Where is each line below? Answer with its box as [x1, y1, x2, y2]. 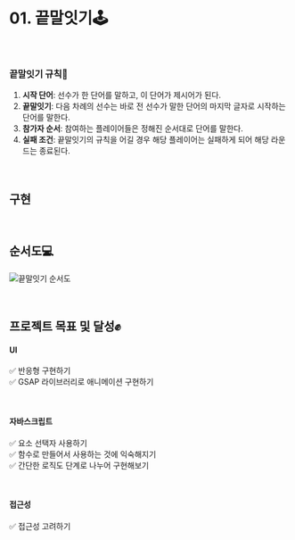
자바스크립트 [9, 416, 53, 427]
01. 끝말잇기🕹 [9, 8, 109, 29]
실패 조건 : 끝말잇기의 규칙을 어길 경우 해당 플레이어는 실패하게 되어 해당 [21, 135, 269, 145]
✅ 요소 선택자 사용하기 [9, 437, 87, 448]
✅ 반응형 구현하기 [9, 365, 71, 376]
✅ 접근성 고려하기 [9, 520, 71, 531]
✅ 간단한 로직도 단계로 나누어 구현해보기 [9, 460, 150, 470]
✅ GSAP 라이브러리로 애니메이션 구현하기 [9, 377, 154, 387]
